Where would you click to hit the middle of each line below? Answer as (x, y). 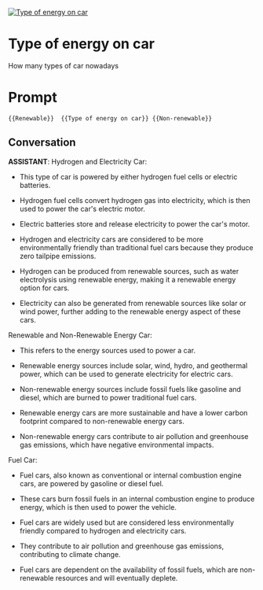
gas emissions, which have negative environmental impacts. (117, 444)
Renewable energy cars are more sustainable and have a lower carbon (133, 412)
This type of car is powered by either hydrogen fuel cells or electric (128, 176)
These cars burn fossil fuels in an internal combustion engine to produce (137, 499)
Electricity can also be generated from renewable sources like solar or (133, 303)
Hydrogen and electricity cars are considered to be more (111, 239)
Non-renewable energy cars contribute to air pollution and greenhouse (134, 436)
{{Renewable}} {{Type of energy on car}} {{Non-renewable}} (110, 118)
